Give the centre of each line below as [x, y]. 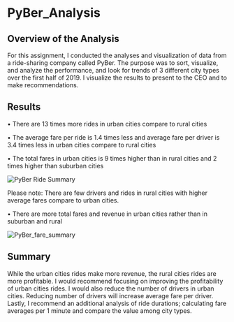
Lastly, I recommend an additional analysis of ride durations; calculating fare [117, 303]
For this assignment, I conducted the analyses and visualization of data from [117, 55]
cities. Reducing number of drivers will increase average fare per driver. [110, 295]
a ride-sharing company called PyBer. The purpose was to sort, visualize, [113, 63]
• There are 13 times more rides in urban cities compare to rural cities [107, 124]
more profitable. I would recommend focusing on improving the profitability [115, 281]
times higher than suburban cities [56, 166]
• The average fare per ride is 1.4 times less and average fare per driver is [114, 137]
